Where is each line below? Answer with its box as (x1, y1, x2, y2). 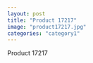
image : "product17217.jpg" (7, 23, 87, 30)
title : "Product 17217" (7, 17, 77, 24)
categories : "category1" (7, 29, 80, 37)
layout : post (7, 10, 46, 17)
